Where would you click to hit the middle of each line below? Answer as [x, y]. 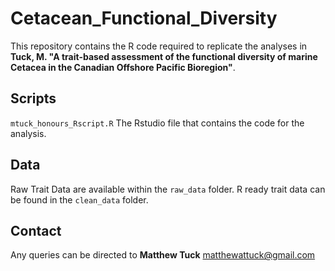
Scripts [33, 98]
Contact [36, 230]
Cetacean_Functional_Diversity [144, 18]
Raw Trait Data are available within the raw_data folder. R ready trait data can [168, 189]
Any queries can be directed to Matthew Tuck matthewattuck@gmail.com [163, 255]
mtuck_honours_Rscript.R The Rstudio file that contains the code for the [157, 123]
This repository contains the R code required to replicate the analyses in [159, 46]
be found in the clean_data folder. [79, 199]
